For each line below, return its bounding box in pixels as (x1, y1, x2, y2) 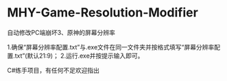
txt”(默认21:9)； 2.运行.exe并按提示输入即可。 (14, 51, 144, 60)
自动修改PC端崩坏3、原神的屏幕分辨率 (7, 28, 115, 36)
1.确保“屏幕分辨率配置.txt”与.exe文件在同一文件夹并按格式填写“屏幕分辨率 (7, 43, 215, 51)
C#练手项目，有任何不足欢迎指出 (7, 66, 100, 74)
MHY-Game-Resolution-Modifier (7, 5, 199, 21)
